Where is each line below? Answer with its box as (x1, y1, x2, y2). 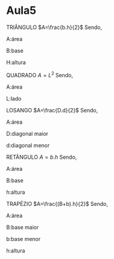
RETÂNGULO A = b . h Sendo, (6, 153, 77, 161)
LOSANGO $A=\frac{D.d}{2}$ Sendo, (6, 106, 98, 114)
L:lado (6, 95, 22, 102)
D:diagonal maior (6, 130, 49, 137)
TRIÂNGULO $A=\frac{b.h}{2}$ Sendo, (6, 24, 103, 31)
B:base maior (6, 223, 39, 231)
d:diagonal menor (6, 141, 50, 149)
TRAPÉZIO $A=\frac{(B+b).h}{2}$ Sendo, (6, 200, 108, 207)
